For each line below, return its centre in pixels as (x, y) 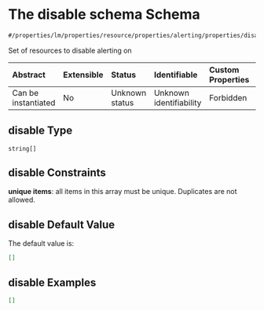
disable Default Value (62, 224)
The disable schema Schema (104, 15)
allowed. (22, 200)
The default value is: (41, 243)
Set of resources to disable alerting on (70, 50)
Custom (224, 70)
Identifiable (176, 75)
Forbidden (228, 97)
